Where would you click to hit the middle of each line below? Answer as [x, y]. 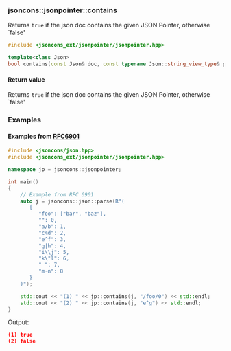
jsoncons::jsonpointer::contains [62, 10]
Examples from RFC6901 [44, 136]
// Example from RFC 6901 [57, 194]
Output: [19, 322]
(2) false [22, 341]
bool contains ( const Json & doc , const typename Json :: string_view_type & [114, 64]
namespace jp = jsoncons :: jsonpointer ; [65, 170]
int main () [23, 182]
